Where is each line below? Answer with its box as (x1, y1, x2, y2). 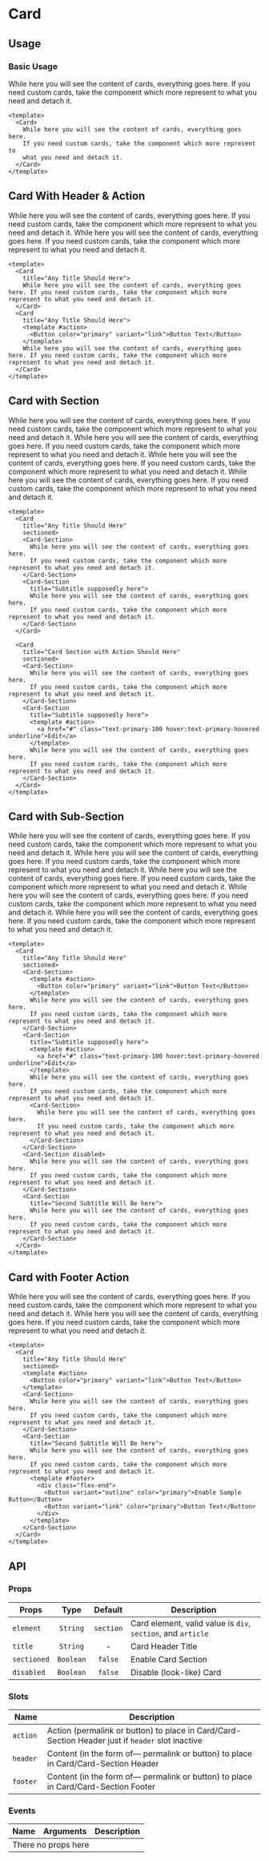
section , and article (130, 1628, 209, 1639)
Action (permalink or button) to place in (46, 1725, 195, 1736)
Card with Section (8, 394, 100, 408)
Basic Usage (8, 61, 58, 72)
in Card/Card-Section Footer (46, 1781, 156, 1792)
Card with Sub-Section (8, 809, 125, 823)
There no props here (12, 1839, 90, 1851)
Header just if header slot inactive (77, 1735, 203, 1746)
